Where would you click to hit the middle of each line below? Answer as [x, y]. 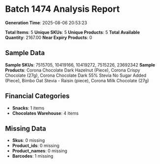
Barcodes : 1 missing [33, 156]
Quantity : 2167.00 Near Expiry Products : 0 [49, 37]
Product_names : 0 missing [40, 151]
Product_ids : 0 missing [36, 146]
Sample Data [25, 53]
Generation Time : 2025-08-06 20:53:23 [46, 23]
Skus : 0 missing [28, 140]
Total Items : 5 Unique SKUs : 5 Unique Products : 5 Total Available [72, 32]
